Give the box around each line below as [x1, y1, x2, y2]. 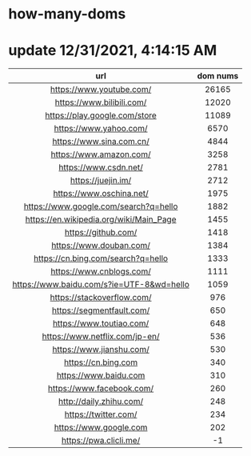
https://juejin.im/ [70, 175, 132, 186]
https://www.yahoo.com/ [54, 123, 148, 134]
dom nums [197, 70, 239, 82]
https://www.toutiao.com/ [52, 318, 149, 329]
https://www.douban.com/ [51, 240, 150, 251]
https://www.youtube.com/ [50, 84, 152, 95]
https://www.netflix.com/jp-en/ [42, 331, 160, 342]
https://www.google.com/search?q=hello [23, 201, 178, 212]
